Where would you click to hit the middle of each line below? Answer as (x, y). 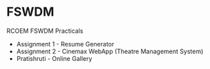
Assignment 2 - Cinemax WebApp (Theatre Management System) (110, 51)
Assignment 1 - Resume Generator (65, 44)
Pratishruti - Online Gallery (54, 58)
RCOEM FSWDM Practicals (45, 31)
